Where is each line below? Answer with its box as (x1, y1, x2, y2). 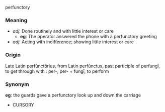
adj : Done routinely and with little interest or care (12, 28, 114, 34)
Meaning (5, 17, 28, 24)
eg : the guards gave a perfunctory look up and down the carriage (5, 92, 141, 98)
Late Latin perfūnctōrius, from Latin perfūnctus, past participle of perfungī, (5, 63, 160, 69)
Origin (5, 51, 21, 58)
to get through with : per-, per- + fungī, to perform (5, 68, 109, 74)
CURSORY (12, 101, 34, 107)
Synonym (5, 80, 29, 87)
